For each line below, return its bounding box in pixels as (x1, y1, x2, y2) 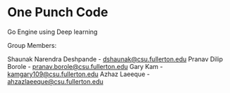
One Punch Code (7, 4, 109, 20)
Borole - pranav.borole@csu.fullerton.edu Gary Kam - (7, 62, 164, 70)
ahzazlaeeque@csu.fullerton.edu (7, 77, 104, 85)
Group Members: (7, 41, 57, 49)
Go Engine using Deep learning (7, 27, 98, 36)
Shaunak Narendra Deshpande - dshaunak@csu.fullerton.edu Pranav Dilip (7, 54, 224, 63)
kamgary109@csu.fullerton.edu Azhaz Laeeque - (7, 70, 150, 78)
